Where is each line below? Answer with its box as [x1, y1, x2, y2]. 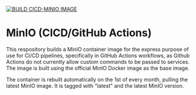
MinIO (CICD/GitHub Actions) [6, 27, 152, 40]
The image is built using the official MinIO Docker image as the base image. [6, 64, 190, 71]
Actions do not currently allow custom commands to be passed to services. [6, 58, 190, 65]
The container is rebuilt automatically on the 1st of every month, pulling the [6, 76, 188, 83]
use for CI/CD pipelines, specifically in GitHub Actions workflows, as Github [6, 52, 190, 59]
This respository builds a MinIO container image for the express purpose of [6, 45, 189, 53]
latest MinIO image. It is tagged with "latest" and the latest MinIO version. [6, 82, 184, 89]
